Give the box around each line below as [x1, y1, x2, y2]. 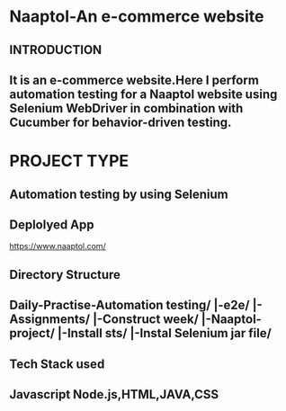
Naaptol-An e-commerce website [9, 6, 264, 27]
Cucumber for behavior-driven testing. [9, 114, 232, 130]
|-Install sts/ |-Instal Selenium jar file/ [57, 326, 272, 341]
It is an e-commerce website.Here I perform [9, 72, 259, 87]
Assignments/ [9, 312, 91, 327]
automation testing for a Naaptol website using [9, 86, 278, 102]
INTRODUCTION [9, 42, 103, 58]
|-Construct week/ [93, 312, 200, 327]
